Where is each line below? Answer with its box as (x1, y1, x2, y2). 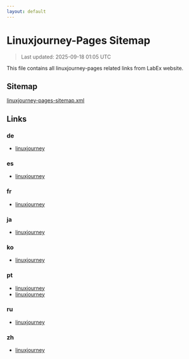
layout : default (6, 8, 46, 15)
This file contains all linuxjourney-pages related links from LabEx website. (6, 64, 184, 71)
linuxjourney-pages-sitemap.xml (6, 97, 85, 104)
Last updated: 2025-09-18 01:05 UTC (20, 53, 111, 60)
